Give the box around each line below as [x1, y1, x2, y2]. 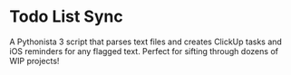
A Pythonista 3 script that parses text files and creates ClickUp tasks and [9, 36, 283, 47]
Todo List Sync [9, 6, 124, 27]
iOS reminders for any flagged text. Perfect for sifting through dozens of [9, 45, 279, 56]
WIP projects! [9, 55, 60, 66]
